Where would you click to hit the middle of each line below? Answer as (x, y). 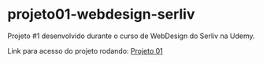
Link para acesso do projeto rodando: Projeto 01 (85, 51)
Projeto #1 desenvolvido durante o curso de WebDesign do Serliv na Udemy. (131, 36)
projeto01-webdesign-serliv (101, 14)
